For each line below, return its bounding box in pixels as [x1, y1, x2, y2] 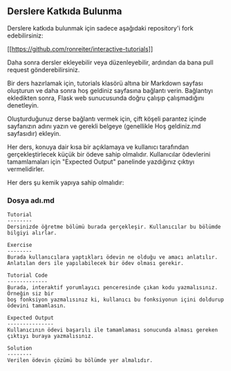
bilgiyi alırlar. [7, 230, 57, 236]
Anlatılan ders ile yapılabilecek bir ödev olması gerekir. [7, 260, 185, 267]
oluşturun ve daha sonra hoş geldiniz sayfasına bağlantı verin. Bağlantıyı [7, 86, 213, 94]
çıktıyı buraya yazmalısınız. [7, 333, 95, 340]
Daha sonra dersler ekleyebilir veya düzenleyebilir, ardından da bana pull [7, 58, 214, 67]
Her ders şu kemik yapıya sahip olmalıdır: [7, 178, 124, 187]
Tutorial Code [7, 272, 48, 279]
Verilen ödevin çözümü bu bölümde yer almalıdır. [7, 357, 154, 364]
